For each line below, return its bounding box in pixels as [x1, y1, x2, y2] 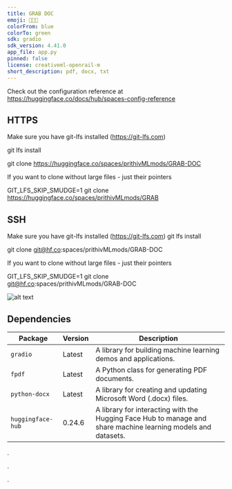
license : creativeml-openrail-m [7, 62, 100, 68]
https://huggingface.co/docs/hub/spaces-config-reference [7, 94, 176, 102]
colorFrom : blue [7, 23, 54, 30]
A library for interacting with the [95, 405, 199, 414]
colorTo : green [7, 29, 51, 37]
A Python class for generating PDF [95, 365, 207, 374]
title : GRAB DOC [7, 10, 54, 17]
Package [18, 333, 48, 343]
